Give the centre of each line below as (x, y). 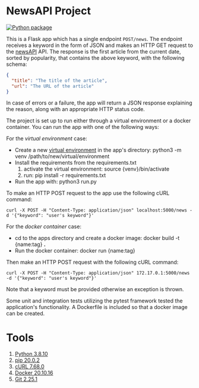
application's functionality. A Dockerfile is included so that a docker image (97, 307)
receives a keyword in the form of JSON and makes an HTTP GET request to (99, 45)
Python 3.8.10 (31, 354)
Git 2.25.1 (26, 379)
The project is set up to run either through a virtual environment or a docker (99, 121)
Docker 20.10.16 (34, 373)
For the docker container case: (44, 226)
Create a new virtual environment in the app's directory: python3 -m (98, 150)
